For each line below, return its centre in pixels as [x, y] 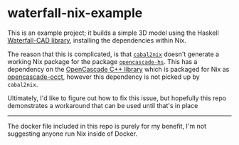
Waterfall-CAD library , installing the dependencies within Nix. [97, 40]
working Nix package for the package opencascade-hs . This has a [102, 61]
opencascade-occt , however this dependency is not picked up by [104, 77]
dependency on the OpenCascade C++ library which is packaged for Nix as [118, 69]
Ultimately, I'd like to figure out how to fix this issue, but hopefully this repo [117, 98]
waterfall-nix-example [75, 13]
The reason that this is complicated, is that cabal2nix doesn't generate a [113, 54]
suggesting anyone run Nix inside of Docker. [72, 134]
